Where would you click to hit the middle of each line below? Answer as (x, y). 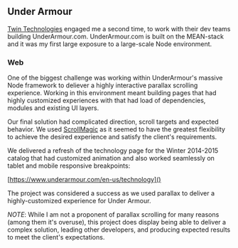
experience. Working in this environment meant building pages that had (112, 93)
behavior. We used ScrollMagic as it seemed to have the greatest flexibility (117, 129)
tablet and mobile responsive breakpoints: (69, 166)
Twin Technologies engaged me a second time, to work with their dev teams (119, 28)
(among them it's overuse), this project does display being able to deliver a (117, 222)
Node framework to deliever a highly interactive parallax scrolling (103, 85)
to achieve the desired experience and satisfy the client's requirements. (112, 137)
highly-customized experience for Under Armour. (79, 201)
